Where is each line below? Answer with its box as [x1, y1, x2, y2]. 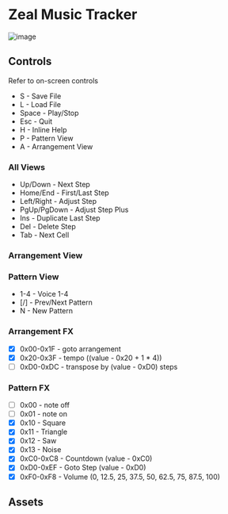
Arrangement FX [8, 326, 74, 337]
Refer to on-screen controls [8, 75, 99, 85]
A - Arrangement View [19, 141, 93, 152]
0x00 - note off [19, 401, 70, 410]
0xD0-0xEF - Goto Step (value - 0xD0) [19, 462, 146, 473]
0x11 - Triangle [19, 427, 68, 437]
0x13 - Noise [19, 445, 62, 455]
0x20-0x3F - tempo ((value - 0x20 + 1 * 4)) [19, 353, 162, 362]
